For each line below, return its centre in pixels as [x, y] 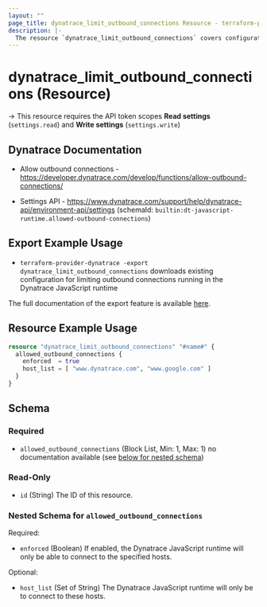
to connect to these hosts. [62, 596]
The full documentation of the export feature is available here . [109, 303]
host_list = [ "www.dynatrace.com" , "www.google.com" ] [117, 369]
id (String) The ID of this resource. [76, 495]
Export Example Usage [66, 243]
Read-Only [30, 477]
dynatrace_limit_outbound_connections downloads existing [116, 271]
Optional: [23, 572]
